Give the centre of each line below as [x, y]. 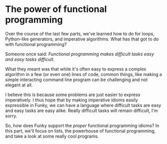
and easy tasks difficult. [30, 59]
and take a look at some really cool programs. [52, 136]
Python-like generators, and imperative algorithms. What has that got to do [82, 39]
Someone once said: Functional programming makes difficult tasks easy [80, 54]
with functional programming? [36, 44]
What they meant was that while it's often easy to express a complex [76, 69]
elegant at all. [19, 85]
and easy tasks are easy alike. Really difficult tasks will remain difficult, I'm [82, 110]
